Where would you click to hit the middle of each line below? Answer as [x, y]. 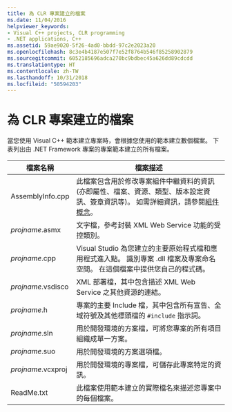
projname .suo [33, 351]
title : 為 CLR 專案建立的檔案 [47, 13]
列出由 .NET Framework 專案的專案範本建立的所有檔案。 [93, 150]
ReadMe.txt [29, 393]
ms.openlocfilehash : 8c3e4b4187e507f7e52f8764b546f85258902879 [100, 52]
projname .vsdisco [40, 287]
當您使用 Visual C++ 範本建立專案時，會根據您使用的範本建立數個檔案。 [109, 141]
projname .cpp [33, 258]
